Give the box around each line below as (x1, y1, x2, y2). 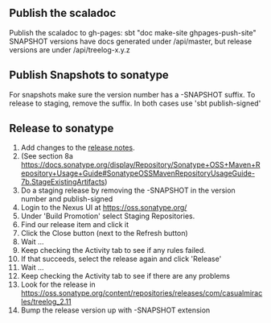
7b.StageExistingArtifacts (20, 177, 105, 187)
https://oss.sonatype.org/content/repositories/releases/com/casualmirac (20, 288, 263, 298)
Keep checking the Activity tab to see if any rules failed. (20, 246, 206, 255)
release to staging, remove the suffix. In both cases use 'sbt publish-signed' (9, 98, 261, 108)
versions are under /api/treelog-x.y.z (9, 44, 131, 55)
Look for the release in (20, 280, 96, 289)
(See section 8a (20, 151, 73, 161)
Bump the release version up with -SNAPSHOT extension (20, 305, 211, 315)
